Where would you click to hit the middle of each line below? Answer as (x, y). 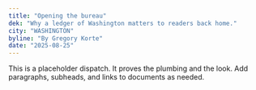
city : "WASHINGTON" (41, 31)
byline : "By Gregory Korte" (56, 38)
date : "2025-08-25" (41, 46)
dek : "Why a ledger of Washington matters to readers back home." (123, 23)
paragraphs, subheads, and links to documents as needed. (107, 77)
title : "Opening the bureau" (58, 16)
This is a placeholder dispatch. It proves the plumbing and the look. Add (128, 68)
